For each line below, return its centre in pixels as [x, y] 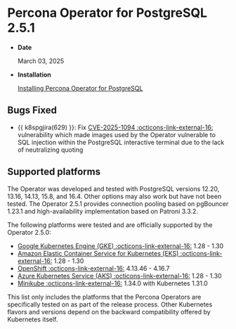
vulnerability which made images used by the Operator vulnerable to [117, 134]
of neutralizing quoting [50, 150]
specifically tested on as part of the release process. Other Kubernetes [110, 304]
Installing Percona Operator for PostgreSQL [80, 88]
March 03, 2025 [41, 60]
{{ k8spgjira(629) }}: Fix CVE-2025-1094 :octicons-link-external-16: [115, 127]
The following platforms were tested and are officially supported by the [110, 225]
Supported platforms [54, 172]
